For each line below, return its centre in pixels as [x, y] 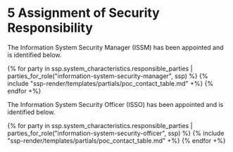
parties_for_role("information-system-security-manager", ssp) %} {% [108, 76]
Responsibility [50, 28]
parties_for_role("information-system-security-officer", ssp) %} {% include [116, 133]
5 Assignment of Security [83, 13]
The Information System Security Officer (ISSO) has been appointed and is [115, 104]
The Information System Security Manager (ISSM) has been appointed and [115, 47]
